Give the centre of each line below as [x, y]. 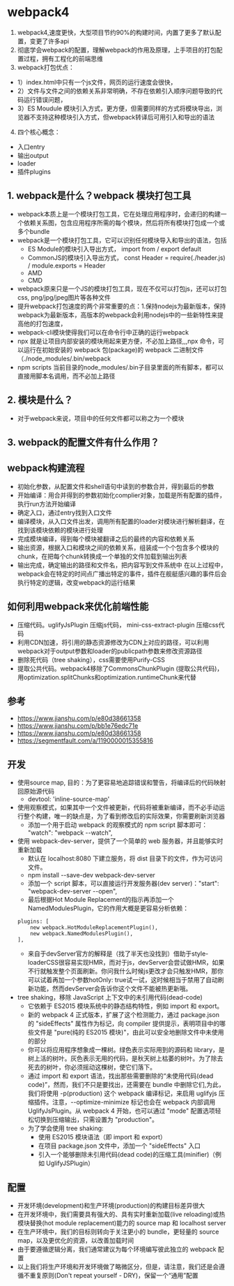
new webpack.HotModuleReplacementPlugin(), [94, 928]
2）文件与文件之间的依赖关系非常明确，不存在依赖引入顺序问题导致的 [117, 91]
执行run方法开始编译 [47, 504]
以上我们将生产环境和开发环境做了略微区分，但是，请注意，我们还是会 [118, 1267]
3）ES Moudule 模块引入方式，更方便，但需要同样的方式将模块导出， [117, 108]
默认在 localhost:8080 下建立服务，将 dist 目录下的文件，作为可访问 [125, 858]
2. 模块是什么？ [40, 400]
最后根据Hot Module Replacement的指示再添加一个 [101, 900]
